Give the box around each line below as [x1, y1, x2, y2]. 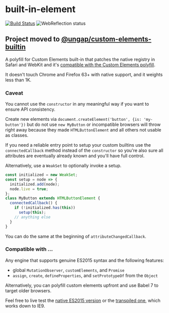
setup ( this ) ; [18, 210, 46, 215]
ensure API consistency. [5, 106, 55, 112]
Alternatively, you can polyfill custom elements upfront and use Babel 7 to [5, 282, 159, 288]
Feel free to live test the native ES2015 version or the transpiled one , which [5, 297, 160, 303]
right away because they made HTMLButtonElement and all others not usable [5, 127, 161, 133]
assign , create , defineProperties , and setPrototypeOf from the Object [12, 272, 158, 279]
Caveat [5, 90, 24, 97]
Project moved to [5, 35, 60, 43]
